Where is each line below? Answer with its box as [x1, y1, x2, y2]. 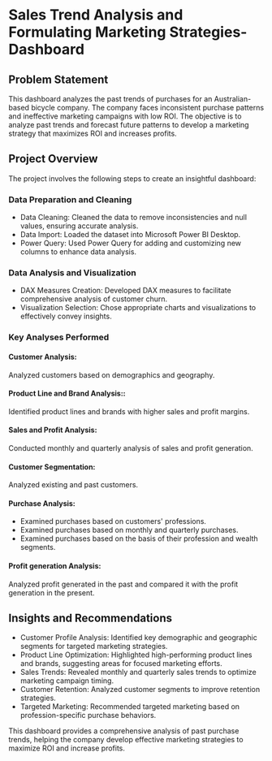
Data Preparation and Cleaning [8, 193, 132, 205]
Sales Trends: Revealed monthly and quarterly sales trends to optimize [19, 668, 257, 677]
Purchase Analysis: [8, 498, 76, 508]
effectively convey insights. [19, 311, 112, 322]
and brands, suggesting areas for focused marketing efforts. [19, 659, 222, 668]
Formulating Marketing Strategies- [8, 23, 248, 41]
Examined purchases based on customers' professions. [19, 517, 207, 526]
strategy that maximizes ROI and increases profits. [8, 128, 177, 138]
